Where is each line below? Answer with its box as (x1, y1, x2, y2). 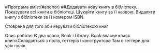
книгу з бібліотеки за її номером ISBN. (5, 14, 85, 20)
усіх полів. (5, 43, 27, 48)
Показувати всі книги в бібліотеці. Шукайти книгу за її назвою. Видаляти (5, 9, 156, 15)
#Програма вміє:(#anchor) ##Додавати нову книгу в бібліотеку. (5, 4, 138, 10)
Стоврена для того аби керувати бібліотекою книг (5, 23, 109, 29)
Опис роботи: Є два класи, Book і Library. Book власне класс (5, 33, 131, 38)
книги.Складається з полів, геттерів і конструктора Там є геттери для (5, 38, 149, 43)
